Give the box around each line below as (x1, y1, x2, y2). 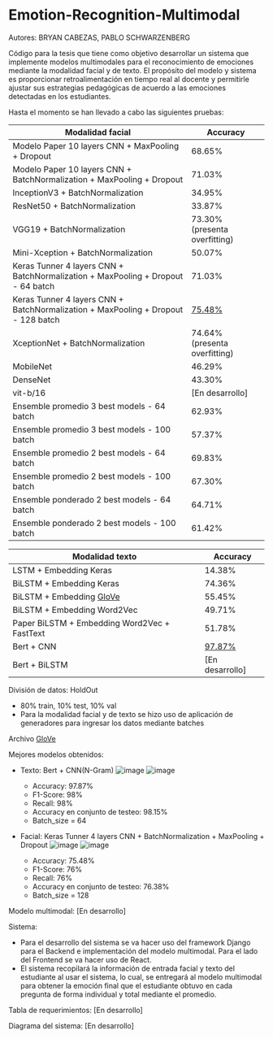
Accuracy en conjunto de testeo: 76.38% (32, 881, 170, 891)
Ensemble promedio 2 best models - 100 (12, 470, 171, 481)
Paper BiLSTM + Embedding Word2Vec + (12, 617, 171, 628)
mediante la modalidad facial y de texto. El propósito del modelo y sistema (8, 65, 258, 75)
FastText (12, 628, 45, 639)
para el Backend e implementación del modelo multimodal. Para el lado (19, 946, 258, 956)
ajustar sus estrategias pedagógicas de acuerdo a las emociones (8, 83, 226, 93)
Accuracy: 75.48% (32, 855, 95, 865)
